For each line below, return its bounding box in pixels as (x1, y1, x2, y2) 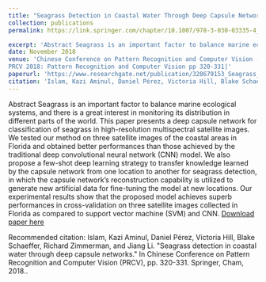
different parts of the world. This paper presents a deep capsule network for (8, 116, 257, 125)
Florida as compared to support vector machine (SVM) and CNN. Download (8, 208, 255, 218)
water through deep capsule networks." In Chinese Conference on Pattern (8, 249, 250, 258)
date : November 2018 (8, 48, 77, 56)
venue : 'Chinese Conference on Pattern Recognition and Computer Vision (8, 55, 253, 63)
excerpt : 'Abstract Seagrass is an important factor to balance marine (8, 40, 249, 48)
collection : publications (8, 19, 93, 27)
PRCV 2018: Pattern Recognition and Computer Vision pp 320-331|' (8, 63, 232, 71)
